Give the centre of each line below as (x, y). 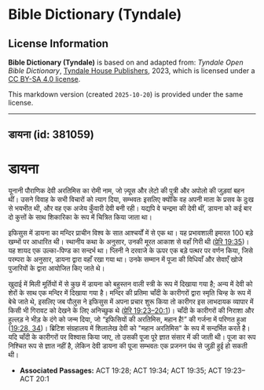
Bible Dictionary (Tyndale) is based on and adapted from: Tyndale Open (126, 62)
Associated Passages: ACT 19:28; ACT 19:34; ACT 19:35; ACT (121, 370)
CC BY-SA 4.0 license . (44, 79)
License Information (58, 44)
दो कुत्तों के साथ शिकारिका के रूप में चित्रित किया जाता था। (80, 217)
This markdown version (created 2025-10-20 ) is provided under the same (126, 94)
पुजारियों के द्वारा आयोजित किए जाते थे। (57, 268)
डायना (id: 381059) (51, 135)
